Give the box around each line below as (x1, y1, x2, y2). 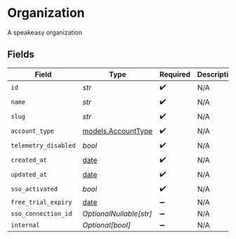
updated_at (11, 171, 47, 179)
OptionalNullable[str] (82, 209, 152, 219)
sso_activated (11, 185, 58, 193)
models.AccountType (82, 127, 153, 136)
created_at (11, 156, 47, 164)
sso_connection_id (11, 209, 72, 217)
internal (11, 221, 40, 229)
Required (159, 69, 191, 79)
